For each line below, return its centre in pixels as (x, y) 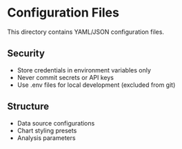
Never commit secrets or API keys (65, 77)
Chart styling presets (47, 130)
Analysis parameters (46, 138)
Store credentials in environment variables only (84, 70)
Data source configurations (56, 123)
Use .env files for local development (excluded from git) (96, 85)
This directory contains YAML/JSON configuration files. (85, 32)
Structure (28, 107)
